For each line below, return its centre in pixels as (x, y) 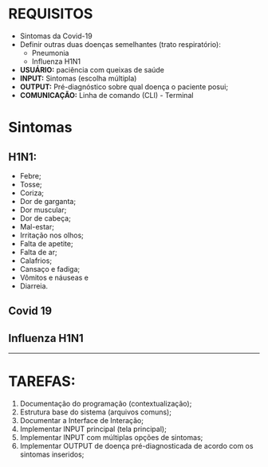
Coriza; (32, 193)
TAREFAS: (42, 381)
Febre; (30, 175)
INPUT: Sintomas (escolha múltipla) (78, 78)
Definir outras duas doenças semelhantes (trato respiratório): (120, 44)
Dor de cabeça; (45, 218)
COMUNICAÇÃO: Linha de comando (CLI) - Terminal (106, 95)
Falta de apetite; (46, 243)
